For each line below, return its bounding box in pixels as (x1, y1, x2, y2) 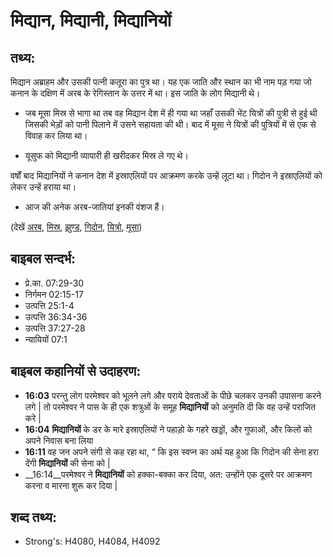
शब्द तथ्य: (10, 509, 57, 526)
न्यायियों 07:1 (24, 333, 68, 345)
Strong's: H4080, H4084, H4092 (24, 535, 161, 548)
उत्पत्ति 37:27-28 (24, 322, 86, 334)
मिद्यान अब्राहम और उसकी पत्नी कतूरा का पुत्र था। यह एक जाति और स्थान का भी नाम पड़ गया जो (10, 76, 312, 88)
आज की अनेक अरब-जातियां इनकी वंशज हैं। (24, 201, 165, 213)
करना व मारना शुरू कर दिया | (24, 479, 118, 491)
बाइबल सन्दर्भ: (10, 250, 77, 268)
